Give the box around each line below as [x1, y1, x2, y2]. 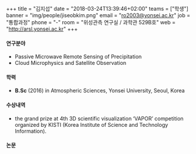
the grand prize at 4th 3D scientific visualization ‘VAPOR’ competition [14, 114, 184, 122]
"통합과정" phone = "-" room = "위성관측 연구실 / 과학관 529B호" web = [6, 19, 176, 25]
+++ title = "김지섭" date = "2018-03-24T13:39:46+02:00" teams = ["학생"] [6, 5, 188, 12]
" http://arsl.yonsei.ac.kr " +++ [6, 25, 78, 32]
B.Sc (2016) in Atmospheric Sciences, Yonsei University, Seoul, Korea [14, 87, 185, 94]
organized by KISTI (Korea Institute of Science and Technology [14, 121, 169, 128]
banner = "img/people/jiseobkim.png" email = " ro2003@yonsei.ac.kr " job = [6, 12, 191, 19]
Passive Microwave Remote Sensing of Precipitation [14, 53, 142, 60]
